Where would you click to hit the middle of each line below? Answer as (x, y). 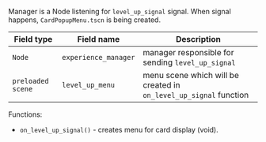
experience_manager (99, 57)
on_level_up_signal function (196, 95)
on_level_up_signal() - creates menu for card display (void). (119, 130)
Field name (99, 39)
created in (161, 85)
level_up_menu (89, 85)
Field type (33, 39)
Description (198, 39)
